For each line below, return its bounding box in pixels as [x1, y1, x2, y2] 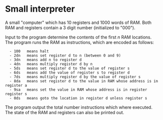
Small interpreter [5, 3, 75, 15]
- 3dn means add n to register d [9, 57, 82, 62]
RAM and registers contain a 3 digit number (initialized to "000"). [5, 24, 136, 30]
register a [5, 83, 27, 88]
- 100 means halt [9, 49, 49, 54]
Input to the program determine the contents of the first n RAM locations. [5, 34, 152, 40]
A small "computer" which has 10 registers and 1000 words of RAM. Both [5, 20, 152, 25]
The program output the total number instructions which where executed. [5, 104, 153, 110]
